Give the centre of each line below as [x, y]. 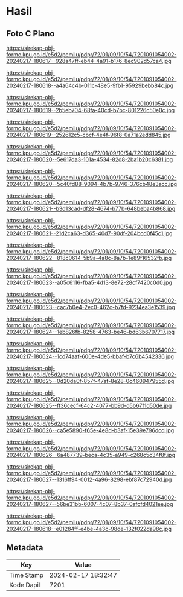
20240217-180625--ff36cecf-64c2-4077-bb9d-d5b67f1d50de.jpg [89, 405]
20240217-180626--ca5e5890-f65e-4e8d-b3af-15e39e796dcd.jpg [90, 430]
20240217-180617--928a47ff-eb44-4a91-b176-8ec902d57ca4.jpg [89, 61]
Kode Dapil [25, 585]
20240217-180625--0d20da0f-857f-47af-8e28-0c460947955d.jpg [90, 381]
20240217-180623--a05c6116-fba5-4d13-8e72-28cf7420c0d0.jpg [89, 282]
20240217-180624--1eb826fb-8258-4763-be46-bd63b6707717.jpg [91, 332]
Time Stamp [27, 575]
